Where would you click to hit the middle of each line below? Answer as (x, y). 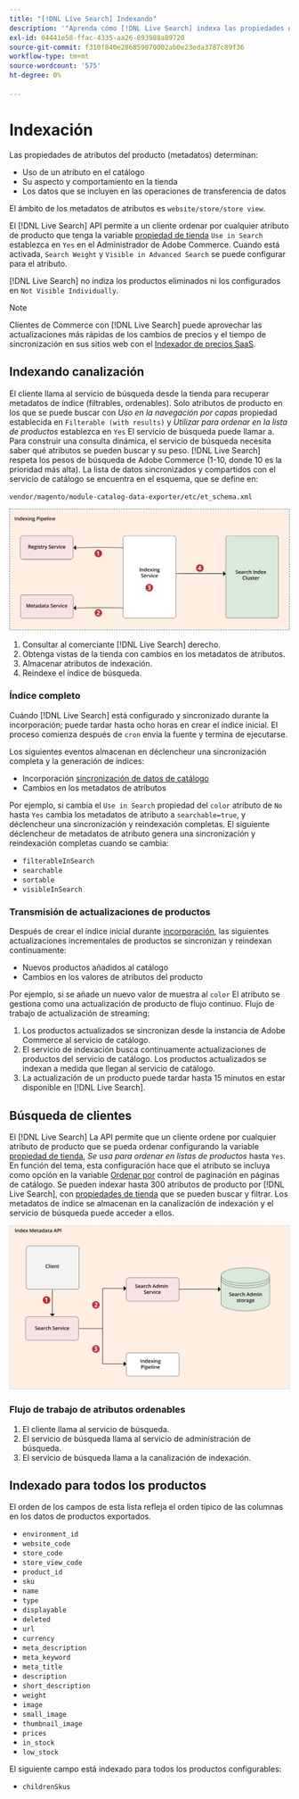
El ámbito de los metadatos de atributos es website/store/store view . (137, 208)
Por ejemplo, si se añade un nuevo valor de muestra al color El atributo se (145, 994)
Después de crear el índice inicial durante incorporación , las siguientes (139, 932)
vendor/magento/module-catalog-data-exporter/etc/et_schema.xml (131, 497)
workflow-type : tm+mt (49, 57)
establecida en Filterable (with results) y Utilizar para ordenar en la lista (148, 422)
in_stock (38, 1743)
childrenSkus (46, 1787)
